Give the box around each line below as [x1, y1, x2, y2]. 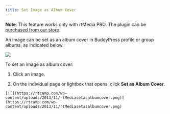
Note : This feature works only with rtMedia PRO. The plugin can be [5, 21, 147, 27]
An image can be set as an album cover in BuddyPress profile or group [5, 36, 154, 43]
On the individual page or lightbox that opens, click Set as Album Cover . [12, 81, 165, 87]
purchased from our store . [5, 26, 61, 33]
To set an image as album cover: [5, 61, 74, 67]
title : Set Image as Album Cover [5, 7, 77, 13]
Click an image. [12, 71, 45, 77]
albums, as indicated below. [5, 42, 64, 48]
